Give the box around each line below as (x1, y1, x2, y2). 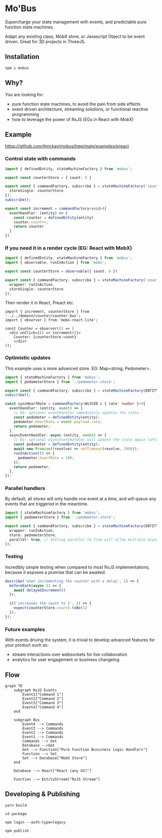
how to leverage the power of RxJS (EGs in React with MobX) (12, 116, 134, 122)
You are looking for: (5, 92, 44, 97)
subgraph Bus (13, 717, 40, 722)
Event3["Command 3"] (22, 700, 64, 705)
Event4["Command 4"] (22, 705, 64, 710)
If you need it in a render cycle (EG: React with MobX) (5, 244, 132, 251)
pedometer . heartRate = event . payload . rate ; (13, 419, 103, 424)
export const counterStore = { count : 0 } (5, 175, 92, 180)
